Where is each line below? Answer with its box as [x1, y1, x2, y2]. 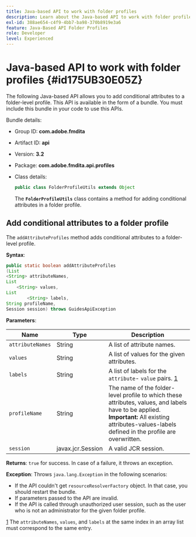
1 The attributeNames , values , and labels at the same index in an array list [6, 518, 184, 525]
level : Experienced [6, 36, 54, 42]
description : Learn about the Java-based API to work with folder [6, 14, 171, 20]
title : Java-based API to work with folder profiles [6, 8, 137, 15]
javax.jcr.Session [56, 444, 103, 452]
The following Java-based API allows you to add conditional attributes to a [6, 92, 185, 99]
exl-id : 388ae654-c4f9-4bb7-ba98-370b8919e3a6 [6, 19, 121, 25]
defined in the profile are [108, 428, 176, 436]
